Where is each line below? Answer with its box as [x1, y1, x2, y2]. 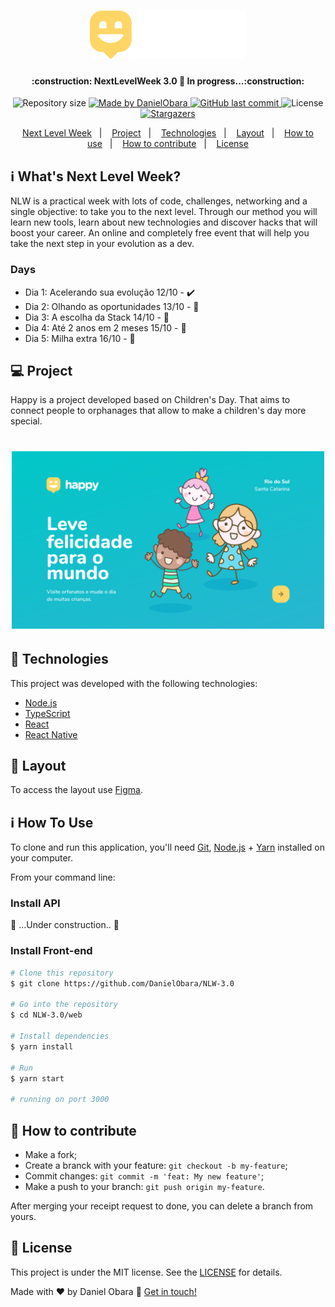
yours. [10, 1210, 37, 1222]
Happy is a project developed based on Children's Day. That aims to [10, 394, 291, 406]
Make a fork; [24, 1148, 78, 1160]
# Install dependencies [10, 1031, 110, 1042]
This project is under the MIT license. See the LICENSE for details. [10, 1266, 283, 1278]
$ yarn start [10, 1073, 65, 1084]
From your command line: [10, 871, 116, 884]
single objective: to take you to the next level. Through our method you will [10, 206, 318, 218]
